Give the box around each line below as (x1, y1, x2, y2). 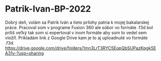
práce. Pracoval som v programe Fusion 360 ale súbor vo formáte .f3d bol (5, 24, 153, 30)
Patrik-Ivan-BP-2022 (5, 3, 91, 15)
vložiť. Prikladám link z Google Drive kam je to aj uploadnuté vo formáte (5, 35, 148, 41)
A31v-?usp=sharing (5, 50, 44, 56)
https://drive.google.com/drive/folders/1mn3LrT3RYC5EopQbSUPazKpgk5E (5, 45, 156, 51)
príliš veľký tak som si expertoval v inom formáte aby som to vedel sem (5, 30, 147, 35)
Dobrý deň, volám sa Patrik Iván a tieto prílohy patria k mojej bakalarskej (5, 19, 149, 25)
